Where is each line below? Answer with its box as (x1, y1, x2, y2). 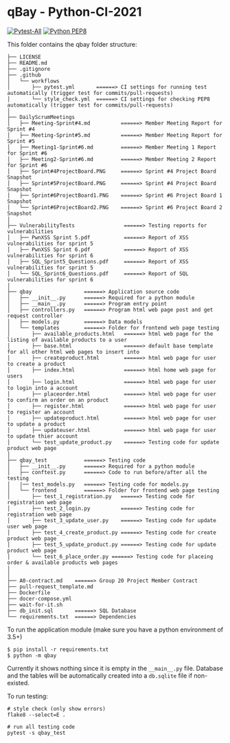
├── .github (7, 72, 41, 78)
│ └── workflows (7, 77, 60, 85)
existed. (7, 678, 30, 687)
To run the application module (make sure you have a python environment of (7, 625, 224, 634)
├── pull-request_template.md (7, 583, 94, 590)
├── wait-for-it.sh (7, 601, 63, 608)
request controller (7, 312, 63, 319)
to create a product (7, 360, 67, 367)
